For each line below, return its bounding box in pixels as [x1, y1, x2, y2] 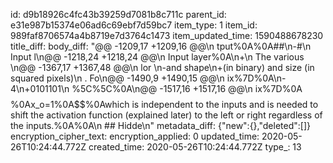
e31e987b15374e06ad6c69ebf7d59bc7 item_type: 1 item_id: [10, 19, 258, 31]
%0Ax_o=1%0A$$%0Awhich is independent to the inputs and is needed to [10, 99, 319, 110]
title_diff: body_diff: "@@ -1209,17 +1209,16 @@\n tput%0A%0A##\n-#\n [10, 40, 312, 52]
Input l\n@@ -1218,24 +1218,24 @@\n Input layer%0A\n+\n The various [10, 51, 305, 63]
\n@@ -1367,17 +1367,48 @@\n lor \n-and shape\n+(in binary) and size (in [10, 62, 315, 73]
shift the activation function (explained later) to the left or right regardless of [10, 109, 323, 121]
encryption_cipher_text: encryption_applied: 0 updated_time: [10, 130, 260, 142]
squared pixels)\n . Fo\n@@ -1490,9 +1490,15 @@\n [10, 72, 225, 84]
